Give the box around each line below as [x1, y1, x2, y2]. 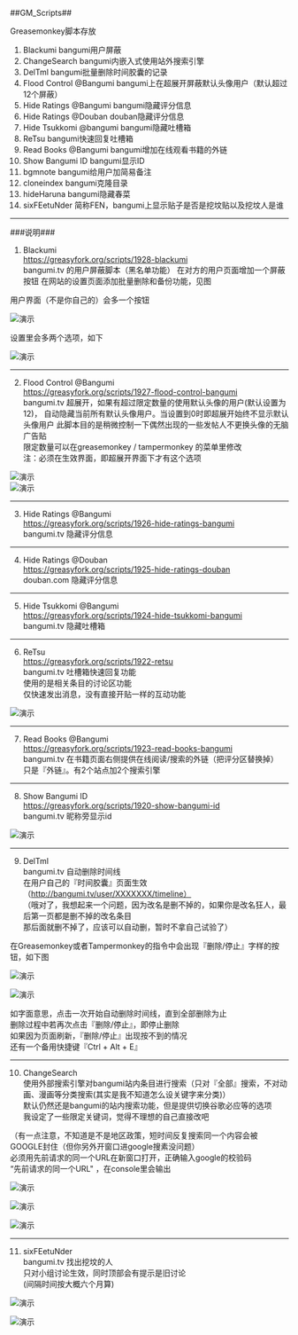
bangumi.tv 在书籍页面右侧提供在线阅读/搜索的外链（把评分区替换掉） [22, 754, 279, 764]
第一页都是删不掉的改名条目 [30, 911, 132, 921]
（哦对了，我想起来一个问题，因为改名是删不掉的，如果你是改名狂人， [22, 899, 279, 910]
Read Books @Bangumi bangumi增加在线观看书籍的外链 [22, 145, 228, 154]
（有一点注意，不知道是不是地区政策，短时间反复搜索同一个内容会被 [10, 1130, 258, 1141]
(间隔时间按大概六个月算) [22, 1279, 115, 1289]
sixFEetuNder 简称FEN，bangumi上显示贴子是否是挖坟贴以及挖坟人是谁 [22, 200, 284, 210]
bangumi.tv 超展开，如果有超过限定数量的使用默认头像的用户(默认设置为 [22, 397, 287, 407]
